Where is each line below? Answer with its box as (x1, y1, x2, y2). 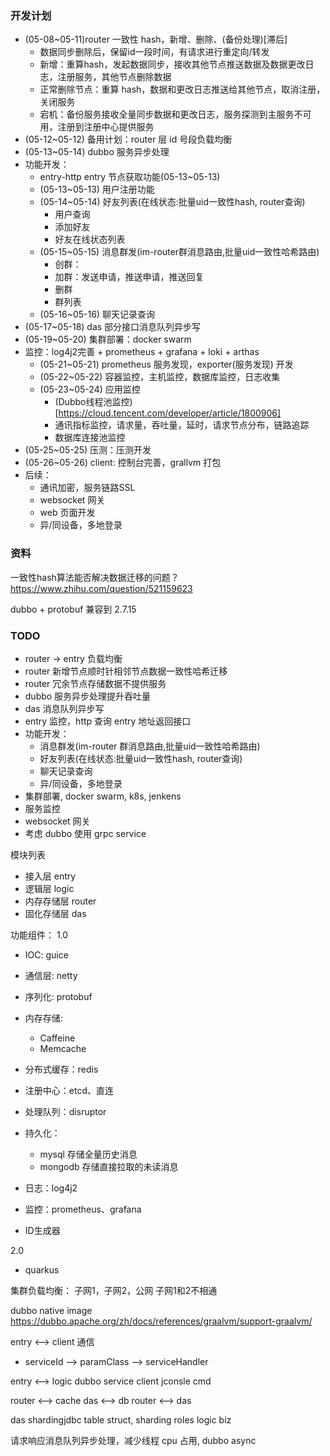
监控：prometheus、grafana (24, 1203, 142, 1215)
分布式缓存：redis (24, 1063, 99, 1075)
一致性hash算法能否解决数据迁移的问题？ (10, 571, 180, 583)
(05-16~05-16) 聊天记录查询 (39, 308, 155, 321)
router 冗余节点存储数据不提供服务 (24, 677, 167, 689)
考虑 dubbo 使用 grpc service (24, 827, 147, 839)
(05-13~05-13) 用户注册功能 (39, 183, 155, 196)
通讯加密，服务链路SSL (39, 482, 136, 494)
